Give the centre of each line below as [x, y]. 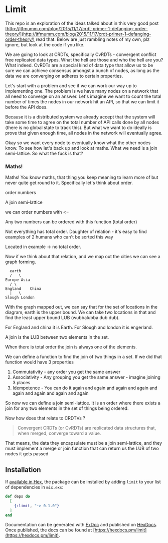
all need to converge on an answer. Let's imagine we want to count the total [83, 96]
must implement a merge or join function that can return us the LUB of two [82, 448]
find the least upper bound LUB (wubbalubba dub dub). [62, 318]
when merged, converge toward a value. [59, 433]
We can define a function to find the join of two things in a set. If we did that [83, 357]
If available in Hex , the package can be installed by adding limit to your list [83, 482]
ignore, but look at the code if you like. [45, 44]
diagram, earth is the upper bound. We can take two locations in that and [80, 312]
